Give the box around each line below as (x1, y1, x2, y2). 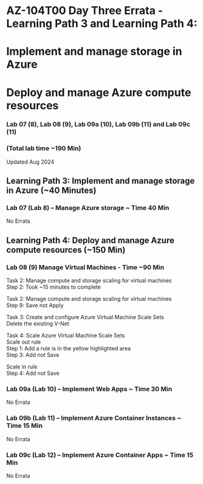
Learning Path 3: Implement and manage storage (6, 176, 195, 186)
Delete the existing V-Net (6, 320, 70, 327)
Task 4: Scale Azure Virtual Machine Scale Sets (6, 332, 125, 339)
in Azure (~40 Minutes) (6, 186, 97, 196)
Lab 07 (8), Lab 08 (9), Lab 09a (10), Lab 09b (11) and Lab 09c (6, 120, 190, 129)
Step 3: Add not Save (6, 352, 60, 359)
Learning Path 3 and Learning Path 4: (6, 16, 198, 31)
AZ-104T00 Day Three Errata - (6, 4, 163, 18)
